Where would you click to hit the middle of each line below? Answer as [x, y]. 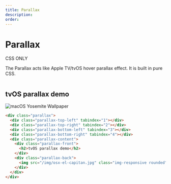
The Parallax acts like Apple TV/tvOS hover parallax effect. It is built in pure [84, 68]
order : [12, 19]
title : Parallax [22, 10]
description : [19, 15]
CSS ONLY [17, 58]
